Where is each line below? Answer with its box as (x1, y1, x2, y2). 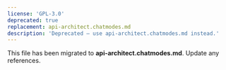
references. (7, 57, 41, 65)
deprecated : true (7, 17, 59, 24)
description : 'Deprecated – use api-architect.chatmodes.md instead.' (7, 29, 220, 37)
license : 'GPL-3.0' (7, 10, 65, 17)
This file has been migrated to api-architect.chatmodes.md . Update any (7, 49, 220, 57)
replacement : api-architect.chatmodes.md (7, 23, 131, 30)
